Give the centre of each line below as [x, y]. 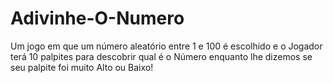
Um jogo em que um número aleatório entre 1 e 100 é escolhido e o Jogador [166, 46]
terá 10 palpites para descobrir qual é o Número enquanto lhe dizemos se [161, 56]
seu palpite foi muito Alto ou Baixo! [82, 67]
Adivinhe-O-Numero [97, 18]
